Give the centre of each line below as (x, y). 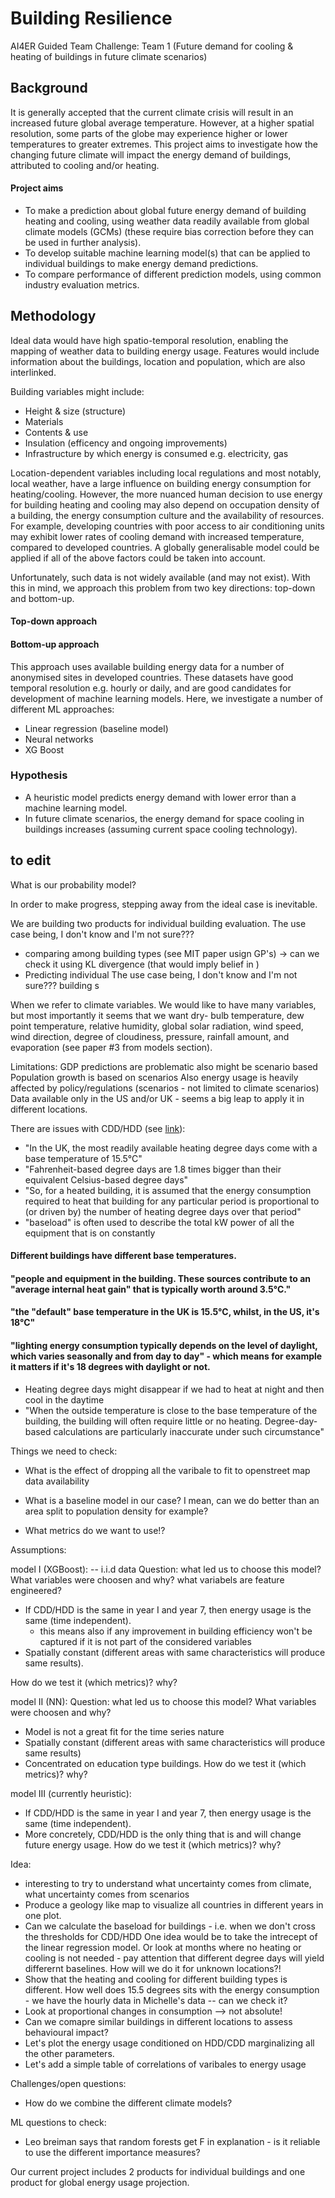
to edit (31, 860)
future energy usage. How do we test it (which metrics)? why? (153, 1844)
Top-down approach (54, 621)
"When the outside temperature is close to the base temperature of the (171, 1410)
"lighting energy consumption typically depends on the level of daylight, (164, 1346)
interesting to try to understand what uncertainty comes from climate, (168, 1883)
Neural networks (59, 739)
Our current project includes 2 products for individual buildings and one (158, 2171)
